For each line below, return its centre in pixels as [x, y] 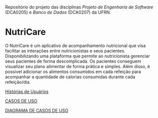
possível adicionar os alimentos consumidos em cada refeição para [73, 71]
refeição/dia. [18, 82]
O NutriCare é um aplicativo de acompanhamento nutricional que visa [76, 46]
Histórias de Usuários [27, 91]
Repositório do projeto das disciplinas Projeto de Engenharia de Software [79, 7]
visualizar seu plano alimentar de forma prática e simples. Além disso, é [78, 66]
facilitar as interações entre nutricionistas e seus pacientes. [65, 50]
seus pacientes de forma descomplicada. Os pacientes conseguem [73, 61]
